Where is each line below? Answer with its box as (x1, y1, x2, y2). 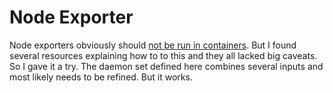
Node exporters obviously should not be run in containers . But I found (9, 39, 297, 51)
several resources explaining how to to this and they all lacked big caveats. (9, 49, 318, 61)
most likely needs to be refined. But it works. (9, 71, 193, 83)
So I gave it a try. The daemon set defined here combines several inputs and (9, 60, 324, 72)
